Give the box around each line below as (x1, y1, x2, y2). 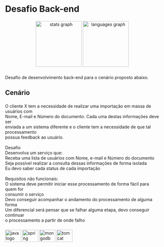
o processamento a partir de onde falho (5, 217, 85, 223)
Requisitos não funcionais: (5, 176, 59, 182)
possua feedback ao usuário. (5, 134, 64, 140)
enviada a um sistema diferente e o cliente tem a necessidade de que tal (5, 124, 151, 130)
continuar (5, 212, 24, 218)
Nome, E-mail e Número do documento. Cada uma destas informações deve (5, 114, 159, 120)
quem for (5, 186, 23, 192)
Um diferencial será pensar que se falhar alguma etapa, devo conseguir (5, 207, 150, 213)
